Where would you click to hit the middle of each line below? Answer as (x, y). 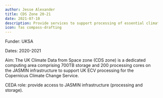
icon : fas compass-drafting (33, 28)
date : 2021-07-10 (23, 18)
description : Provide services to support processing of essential (75, 23)
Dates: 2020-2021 (23, 51)
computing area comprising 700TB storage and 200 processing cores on (78, 65)
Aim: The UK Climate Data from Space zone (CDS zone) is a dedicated (75, 60)
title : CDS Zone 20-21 (28, 14)
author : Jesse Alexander (30, 9)
